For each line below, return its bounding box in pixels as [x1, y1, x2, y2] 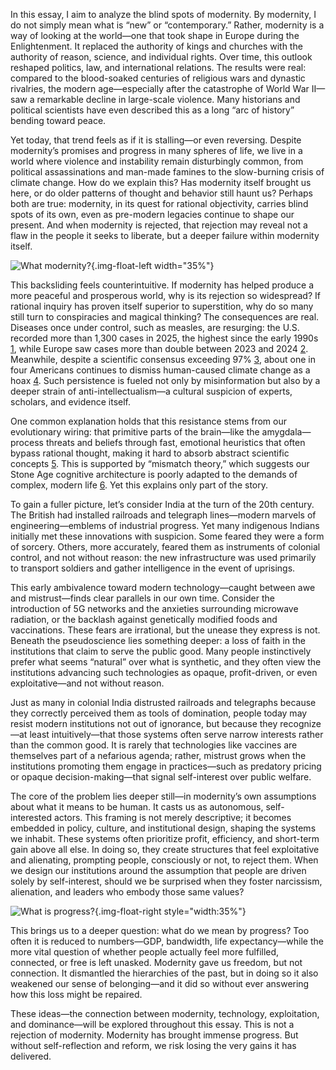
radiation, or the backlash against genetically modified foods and [10, 614, 278, 625]
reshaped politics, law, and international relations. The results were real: [10, 62, 307, 73]
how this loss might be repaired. [10, 989, 143, 1000]
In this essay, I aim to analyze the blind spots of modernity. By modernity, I [10, 9, 317, 20]
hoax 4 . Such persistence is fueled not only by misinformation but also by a [10, 375, 321, 386]
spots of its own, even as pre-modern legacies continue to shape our [10, 209, 295, 220]
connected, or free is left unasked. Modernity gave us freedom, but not [10, 957, 303, 968]
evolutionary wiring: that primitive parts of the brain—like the [10, 426, 260, 438]
